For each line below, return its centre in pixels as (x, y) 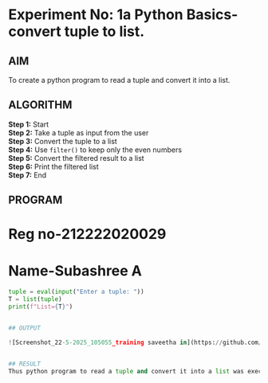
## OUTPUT (25, 328)
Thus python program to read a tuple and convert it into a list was (126, 371)
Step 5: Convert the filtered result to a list (77, 158)
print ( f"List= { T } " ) (41, 307)
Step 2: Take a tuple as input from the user (79, 132)
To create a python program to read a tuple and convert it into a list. (119, 80)
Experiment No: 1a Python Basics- (123, 15)
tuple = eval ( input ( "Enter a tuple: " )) (77, 292)
